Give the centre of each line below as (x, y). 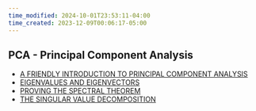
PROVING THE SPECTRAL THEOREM (80, 91)
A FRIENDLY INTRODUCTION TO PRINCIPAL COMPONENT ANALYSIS (134, 74)
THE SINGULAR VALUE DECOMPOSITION (88, 99)
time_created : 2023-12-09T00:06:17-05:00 (78, 23)
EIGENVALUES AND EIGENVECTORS (80, 82)
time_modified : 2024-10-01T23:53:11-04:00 (79, 15)
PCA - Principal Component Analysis (101, 55)
